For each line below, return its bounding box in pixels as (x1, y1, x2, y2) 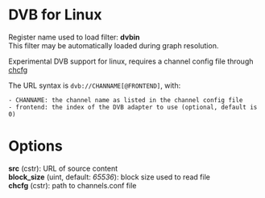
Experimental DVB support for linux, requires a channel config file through (8, 56, 254, 66)
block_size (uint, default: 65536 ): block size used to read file (8, 171, 211, 182)
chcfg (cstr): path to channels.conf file (8, 180, 137, 190)
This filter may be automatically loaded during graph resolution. (8, 40, 219, 50)
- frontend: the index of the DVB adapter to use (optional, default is (8, 103, 258, 111)
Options (8, 137, 63, 155)
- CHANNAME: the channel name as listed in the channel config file (8, 96, 243, 104)
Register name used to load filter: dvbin (8, 32, 140, 42)
